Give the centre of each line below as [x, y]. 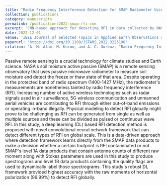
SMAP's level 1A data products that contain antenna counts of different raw [82, 151]
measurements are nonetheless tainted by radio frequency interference [78, 87]
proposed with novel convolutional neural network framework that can [77, 129]
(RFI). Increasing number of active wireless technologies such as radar [78, 92]
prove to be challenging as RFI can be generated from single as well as [78, 114]
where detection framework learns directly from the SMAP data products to [83, 140]
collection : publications [32, 14]
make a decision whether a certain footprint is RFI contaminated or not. [78, 145]
